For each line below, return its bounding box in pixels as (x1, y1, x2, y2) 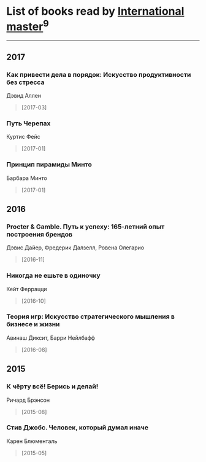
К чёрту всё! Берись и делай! (6, 382, 99, 391)
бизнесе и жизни (6, 320, 60, 329)
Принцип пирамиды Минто (6, 160, 92, 169)
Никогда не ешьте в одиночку (6, 272, 101, 280)
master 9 (6, 17, 49, 34)
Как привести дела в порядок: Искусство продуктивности (6, 70, 191, 79)
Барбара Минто (6, 174, 48, 182)
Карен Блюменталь (6, 437, 58, 445)
